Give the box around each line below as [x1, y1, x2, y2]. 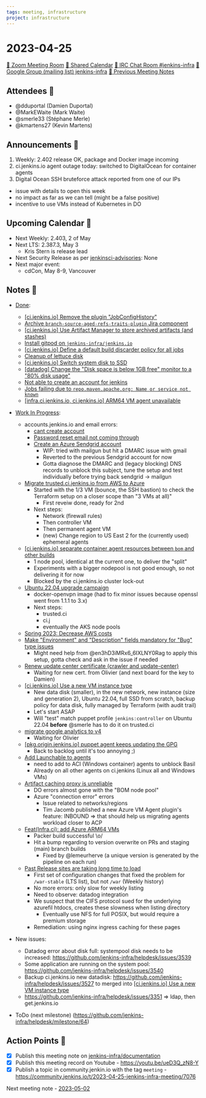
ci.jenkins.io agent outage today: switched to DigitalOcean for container [15, 162, 197, 170]
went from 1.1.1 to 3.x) [33, 597, 88, 604]
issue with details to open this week [15, 187, 106, 195]
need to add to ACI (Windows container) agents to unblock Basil [33, 760, 196, 767]
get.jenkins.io [24, 999, 59, 1006]
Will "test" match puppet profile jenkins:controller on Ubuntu [33, 714, 193, 722]
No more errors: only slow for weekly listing [33, 884, 144, 892]
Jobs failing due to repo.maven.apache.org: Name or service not [24, 385, 189, 392]
